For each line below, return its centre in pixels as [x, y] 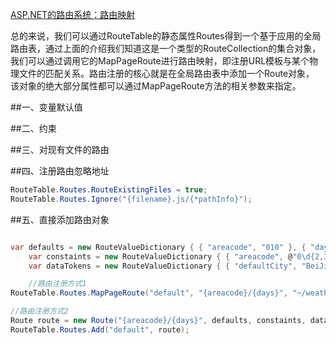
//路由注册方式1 [57, 284]
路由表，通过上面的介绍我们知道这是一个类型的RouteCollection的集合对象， [166, 48]
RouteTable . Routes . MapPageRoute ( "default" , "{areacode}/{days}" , [149, 293]
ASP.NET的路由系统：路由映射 [73, 14]
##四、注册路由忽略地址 [60, 171]
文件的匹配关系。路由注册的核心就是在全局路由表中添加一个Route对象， [166, 73]
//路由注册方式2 [39, 311]
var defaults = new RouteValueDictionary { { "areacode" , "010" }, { [158, 247]
